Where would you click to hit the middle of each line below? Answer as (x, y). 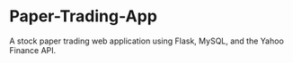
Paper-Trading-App (83, 16)
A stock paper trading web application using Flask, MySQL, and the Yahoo (147, 41)
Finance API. (33, 50)
